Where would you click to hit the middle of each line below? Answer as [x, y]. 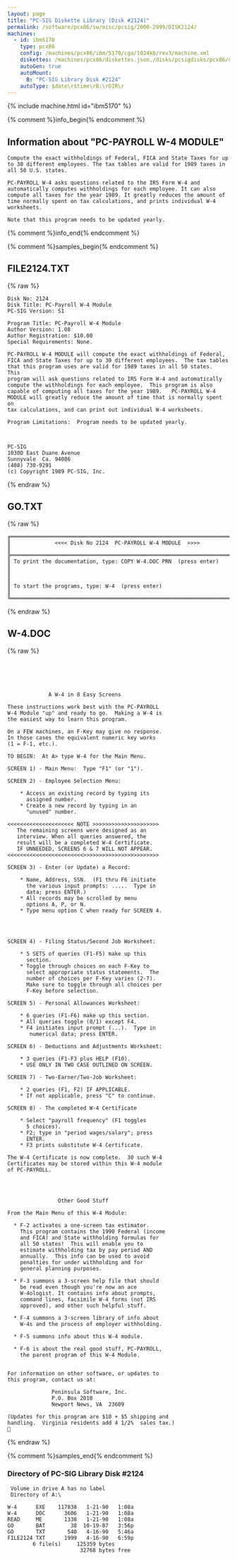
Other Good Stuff [83, 1201]
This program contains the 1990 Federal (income [93, 1232]
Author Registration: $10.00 [50, 336]
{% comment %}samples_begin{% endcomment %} [83, 247]
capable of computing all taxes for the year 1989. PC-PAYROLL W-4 [112, 391]
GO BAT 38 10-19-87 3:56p [71, 1525]
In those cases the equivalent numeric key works [82, 738]
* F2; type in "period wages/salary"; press [86, 1133]
